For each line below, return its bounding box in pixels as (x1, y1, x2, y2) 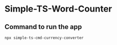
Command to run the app (4, 23, 82, 31)
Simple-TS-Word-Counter (4, 3, 112, 15)
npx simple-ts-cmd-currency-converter (4, 35, 84, 40)
